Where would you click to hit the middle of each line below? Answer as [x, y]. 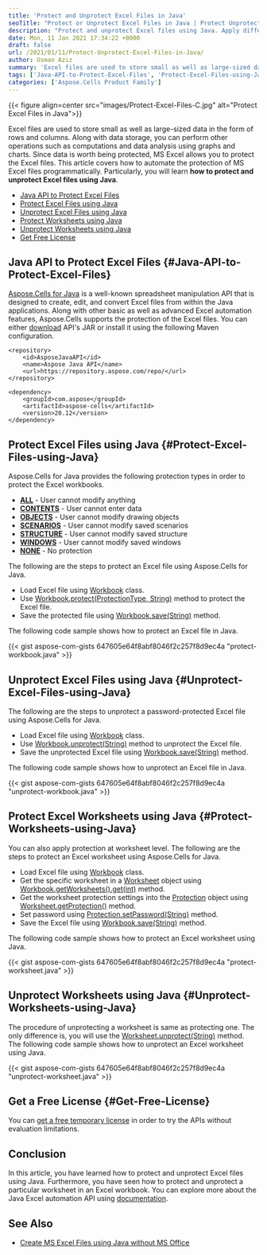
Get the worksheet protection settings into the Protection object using [134, 897]
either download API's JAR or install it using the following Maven [114, 328]
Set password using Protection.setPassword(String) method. [119, 914]
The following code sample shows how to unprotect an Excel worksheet [126, 1044]
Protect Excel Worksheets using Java [103, 817]
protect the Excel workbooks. [56, 485]
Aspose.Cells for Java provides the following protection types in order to [127, 476]
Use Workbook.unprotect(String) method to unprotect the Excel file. [131, 743]
